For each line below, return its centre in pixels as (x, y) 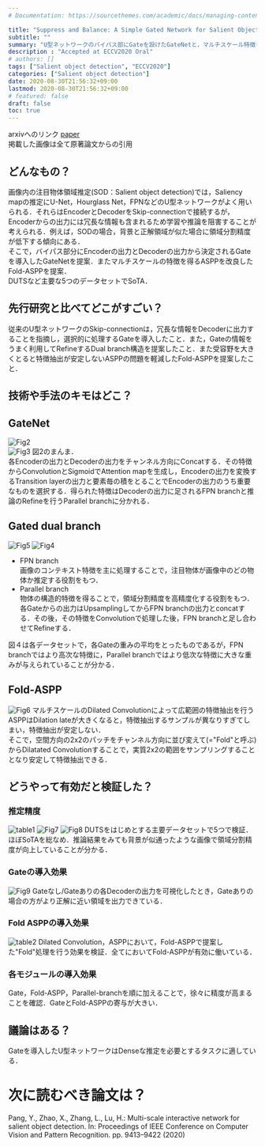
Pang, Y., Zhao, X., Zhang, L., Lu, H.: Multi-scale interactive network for (124, 1118)
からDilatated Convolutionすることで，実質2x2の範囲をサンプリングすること (132, 749)
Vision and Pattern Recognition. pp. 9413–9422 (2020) (97, 1134)
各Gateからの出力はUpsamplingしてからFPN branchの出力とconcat (129, 608)
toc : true (24, 111)
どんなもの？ (39, 171)
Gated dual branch (54, 526)
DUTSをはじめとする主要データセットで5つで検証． (168, 830)
